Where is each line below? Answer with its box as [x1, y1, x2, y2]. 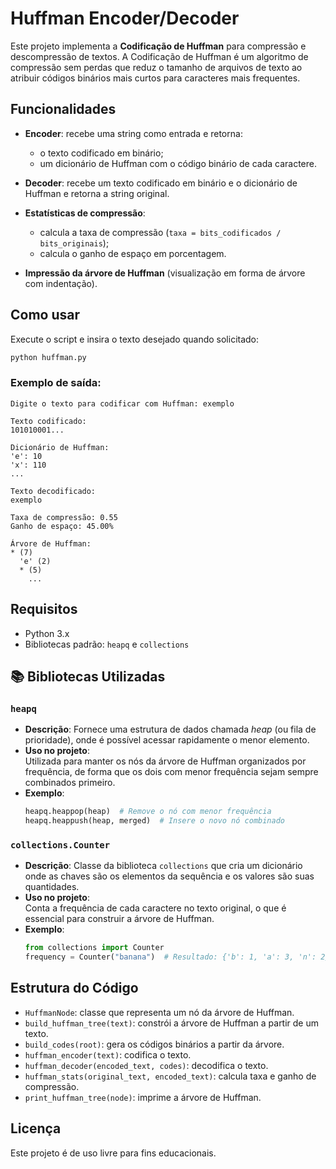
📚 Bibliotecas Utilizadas [10, 668, 166, 685]
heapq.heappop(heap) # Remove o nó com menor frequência [24, 807, 272, 817]
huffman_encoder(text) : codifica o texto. [24, 1048, 192, 1061]
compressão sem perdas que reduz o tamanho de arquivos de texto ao [10, 61, 303, 73]
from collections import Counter [24, 943, 165, 953]
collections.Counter [10, 839, 111, 851]
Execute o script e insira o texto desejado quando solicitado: [10, 333, 260, 345]
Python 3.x [24, 627, 70, 639]
